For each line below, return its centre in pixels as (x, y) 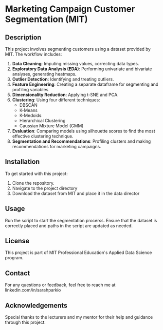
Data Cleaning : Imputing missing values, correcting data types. (76, 64)
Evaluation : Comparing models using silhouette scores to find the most (83, 131)
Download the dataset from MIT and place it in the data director (76, 193)
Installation (22, 162)
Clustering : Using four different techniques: (56, 100)
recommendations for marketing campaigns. (56, 146)
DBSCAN (28, 105)
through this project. (26, 322)
